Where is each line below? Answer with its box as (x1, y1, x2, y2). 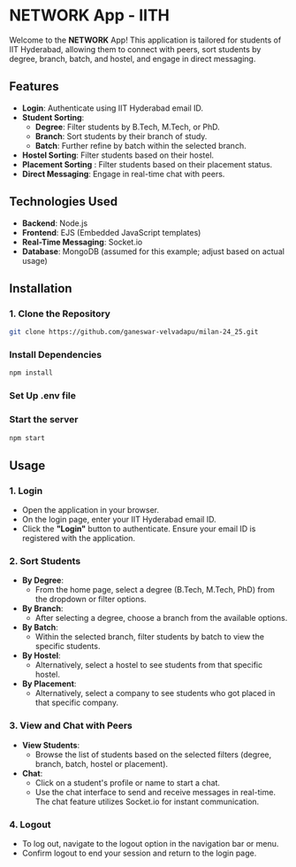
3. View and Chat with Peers (9, 719, 133, 732)
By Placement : (21, 678, 77, 689)
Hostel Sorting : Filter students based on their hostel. (21, 150, 215, 160)
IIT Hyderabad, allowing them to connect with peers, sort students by (9, 43, 262, 54)
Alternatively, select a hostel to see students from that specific (34, 660, 263, 670)
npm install (9, 368, 53, 377)
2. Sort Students (9, 555, 81, 567)
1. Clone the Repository (9, 307, 110, 320)
